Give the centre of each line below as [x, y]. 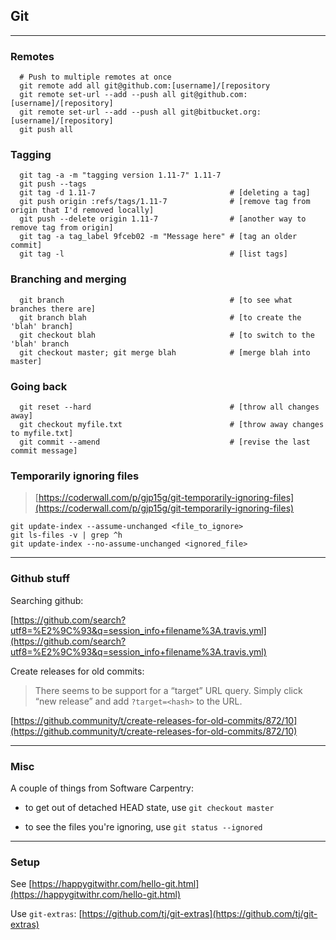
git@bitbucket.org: [221, 112]
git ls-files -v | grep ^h [66, 535]
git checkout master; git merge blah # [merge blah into [165, 352]
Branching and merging [68, 279]
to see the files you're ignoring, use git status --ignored [143, 826]
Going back [39, 386]
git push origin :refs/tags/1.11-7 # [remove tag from [165, 202]
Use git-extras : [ [46, 914]
